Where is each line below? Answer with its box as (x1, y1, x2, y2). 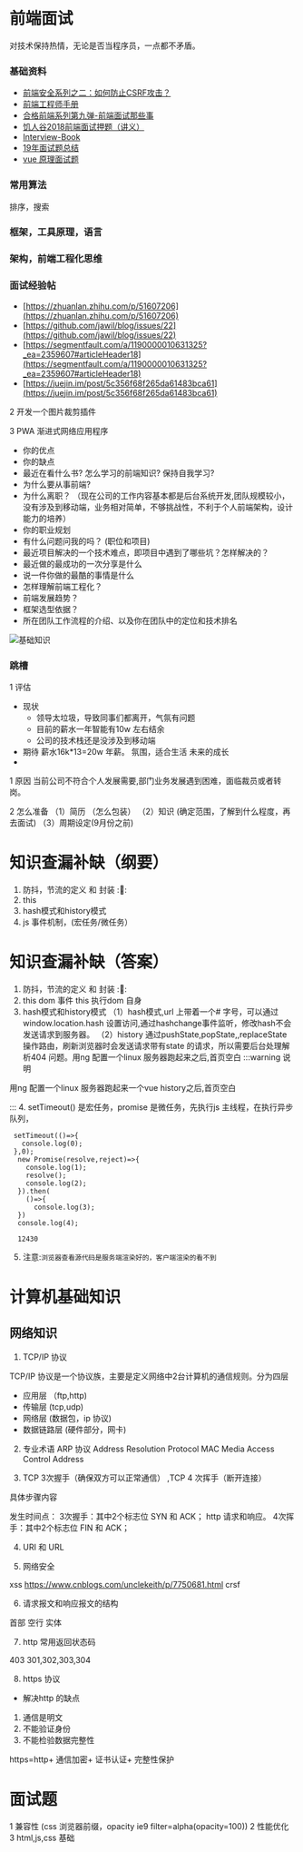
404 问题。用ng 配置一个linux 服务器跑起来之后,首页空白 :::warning (30, 1051, 281, 1063)
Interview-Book (22, 132, 81, 143)
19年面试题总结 (22, 143, 80, 154)
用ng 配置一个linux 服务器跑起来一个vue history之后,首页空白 (9, 1082, 237, 1093)
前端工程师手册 (22, 99, 79, 110)
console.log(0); (21, 1139, 83, 1148)
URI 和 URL (22, 1541, 65, 1552)
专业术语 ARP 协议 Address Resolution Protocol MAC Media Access (22, 1443, 275, 1454)
